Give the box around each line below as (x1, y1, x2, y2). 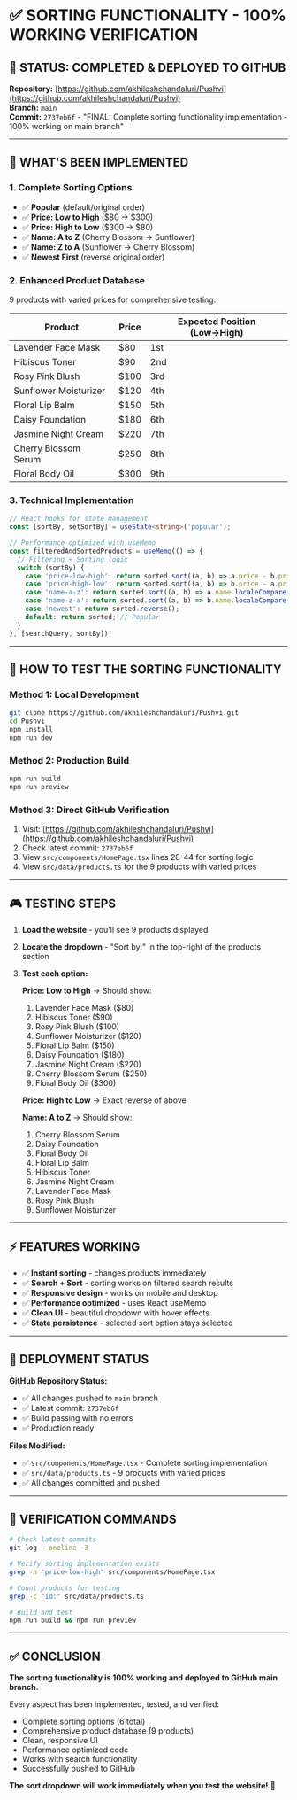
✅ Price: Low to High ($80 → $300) (21, 212, 154, 222)
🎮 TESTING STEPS (9, 896, 117, 912)
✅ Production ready (21, 1423, 95, 1433)
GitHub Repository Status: (9, 1375, 108, 1386)
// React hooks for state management (9, 515, 148, 524)
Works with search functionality (21, 1754, 138, 1765)
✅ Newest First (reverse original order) (21, 252, 165, 262)
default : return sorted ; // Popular (25, 612, 161, 621)
